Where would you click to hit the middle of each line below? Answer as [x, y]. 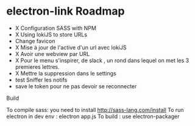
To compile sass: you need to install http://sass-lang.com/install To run [95, 110]
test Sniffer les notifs [41, 80]
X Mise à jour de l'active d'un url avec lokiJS [71, 47]
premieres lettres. [37, 67]
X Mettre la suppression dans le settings [66, 73]
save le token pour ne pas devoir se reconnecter [76, 86]
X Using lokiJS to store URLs [51, 34]
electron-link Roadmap [66, 11]
